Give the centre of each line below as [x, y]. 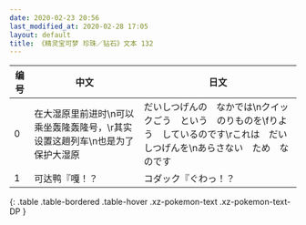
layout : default [40, 35]
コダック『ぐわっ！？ [190, 179]
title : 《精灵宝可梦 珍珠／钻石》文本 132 [82, 43]
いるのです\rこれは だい [234, 135]
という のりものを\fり [229, 121]
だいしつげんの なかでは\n [203, 107]
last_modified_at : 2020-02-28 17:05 [79, 26]
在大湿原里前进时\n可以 [84, 114]
